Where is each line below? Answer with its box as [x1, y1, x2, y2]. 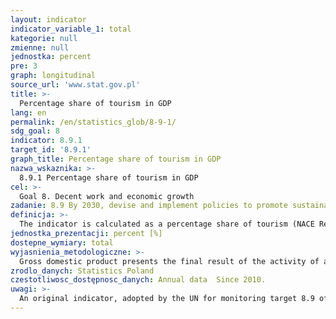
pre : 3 [10, 61, 38, 71]
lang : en [10, 107, 47, 118]
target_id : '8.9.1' [10, 145, 92, 155]
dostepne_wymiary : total [10, 237, 114, 248]
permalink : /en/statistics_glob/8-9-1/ [10, 117, 177, 127]
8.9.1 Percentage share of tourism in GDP [19, 172, 199, 183]
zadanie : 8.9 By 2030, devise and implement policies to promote [10, 201, 288, 211]
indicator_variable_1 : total [10, 24, 132, 34]
